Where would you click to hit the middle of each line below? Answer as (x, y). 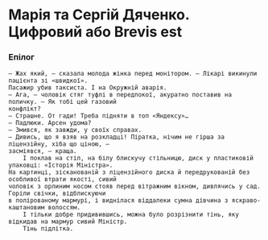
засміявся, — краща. (43, 151)
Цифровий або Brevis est (95, 32)
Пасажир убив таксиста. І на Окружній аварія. (88, 88)
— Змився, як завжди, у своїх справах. (75, 130)
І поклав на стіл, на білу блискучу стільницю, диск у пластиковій (138, 159)
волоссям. (64, 208)
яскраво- (246, 201)
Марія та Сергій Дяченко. (99, 15)
